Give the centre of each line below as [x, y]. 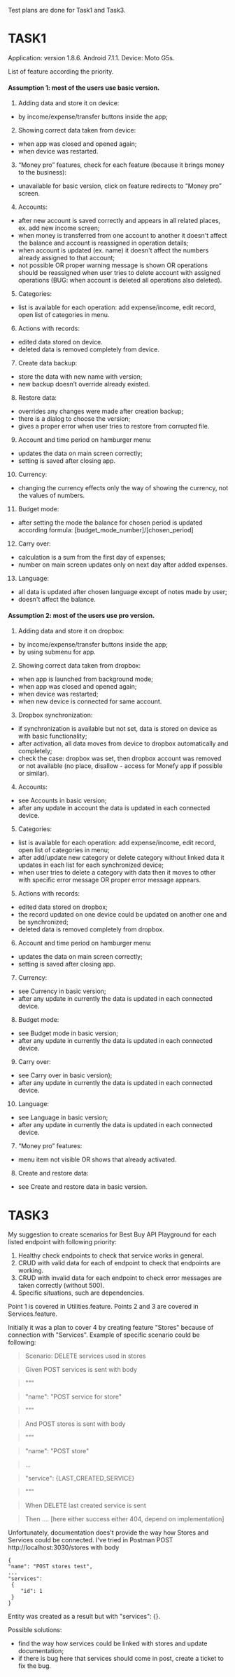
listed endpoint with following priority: [63, 1242]
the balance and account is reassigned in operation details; [103, 243]
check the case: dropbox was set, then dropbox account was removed [120, 759]
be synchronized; [43, 922]
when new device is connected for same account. [90, 701]
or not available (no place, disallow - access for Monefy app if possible [120, 766]
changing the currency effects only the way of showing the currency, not [123, 488]
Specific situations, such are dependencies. [81, 1293]
